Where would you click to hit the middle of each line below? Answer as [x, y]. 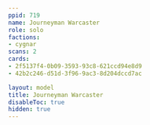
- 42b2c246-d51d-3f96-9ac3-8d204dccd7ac [75, 73]
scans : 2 [22, 52]
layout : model [31, 87]
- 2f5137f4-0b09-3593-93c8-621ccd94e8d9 [75, 66]
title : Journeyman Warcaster [56, 95]
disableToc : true [37, 102]
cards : [19, 59]
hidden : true [29, 109]
